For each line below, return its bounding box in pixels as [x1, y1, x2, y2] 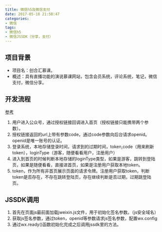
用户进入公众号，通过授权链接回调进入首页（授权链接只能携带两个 [12, 119, 144, 125]
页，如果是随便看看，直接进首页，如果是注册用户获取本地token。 [12, 161, 143, 168]
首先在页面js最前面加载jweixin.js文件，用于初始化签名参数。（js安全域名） [12, 210, 159, 215]
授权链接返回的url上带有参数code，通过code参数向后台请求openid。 [12, 131, 150, 137]
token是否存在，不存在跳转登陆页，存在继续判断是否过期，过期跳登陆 [12, 174, 152, 180]
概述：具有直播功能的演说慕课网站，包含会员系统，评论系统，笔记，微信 [12, 73, 157, 79]
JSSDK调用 [5, 196, 40, 204]
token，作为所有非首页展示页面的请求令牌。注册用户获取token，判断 [12, 168, 150, 174]
